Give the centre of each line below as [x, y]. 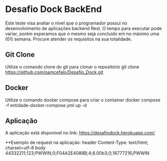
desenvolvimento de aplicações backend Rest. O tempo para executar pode [83, 28]
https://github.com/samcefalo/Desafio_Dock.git [54, 72]
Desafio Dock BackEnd [53, 9]
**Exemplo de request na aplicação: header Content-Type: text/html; [77, 142]
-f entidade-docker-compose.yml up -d [46, 105]
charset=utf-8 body [26, 148]
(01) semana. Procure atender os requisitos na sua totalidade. [68, 39]
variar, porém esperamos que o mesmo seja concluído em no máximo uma [82, 33]
